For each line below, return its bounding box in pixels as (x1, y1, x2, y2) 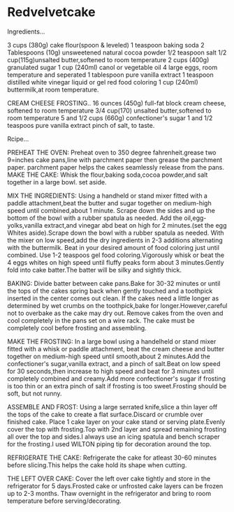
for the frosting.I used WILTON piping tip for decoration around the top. (7, 439, 212, 448)
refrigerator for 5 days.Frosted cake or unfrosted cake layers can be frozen (7, 481, 224, 490)
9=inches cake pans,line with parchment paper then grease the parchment (7, 155, 223, 164)
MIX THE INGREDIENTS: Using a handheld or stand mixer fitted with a (7, 191, 208, 200)
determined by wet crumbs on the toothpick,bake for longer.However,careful (7, 301, 228, 309)
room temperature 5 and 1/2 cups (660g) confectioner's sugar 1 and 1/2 (7, 113, 213, 122)
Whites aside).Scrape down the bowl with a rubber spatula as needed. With (7, 228, 224, 237)
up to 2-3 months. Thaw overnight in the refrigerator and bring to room (7, 489, 212, 497)
